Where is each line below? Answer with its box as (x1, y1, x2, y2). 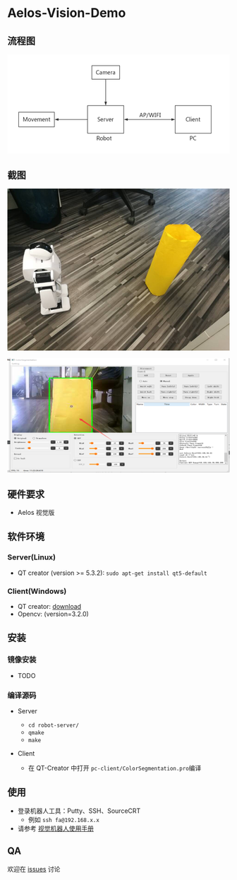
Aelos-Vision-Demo (7, 5, 126, 21)
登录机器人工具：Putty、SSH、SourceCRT (17, 807, 141, 815)
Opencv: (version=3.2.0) (17, 610, 90, 618)
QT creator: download (17, 602, 82, 610)
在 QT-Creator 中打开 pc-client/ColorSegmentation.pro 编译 (28, 763, 202, 772)
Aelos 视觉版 (17, 508, 55, 516)
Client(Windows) (7, 586, 67, 596)
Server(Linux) (7, 552, 56, 562)
